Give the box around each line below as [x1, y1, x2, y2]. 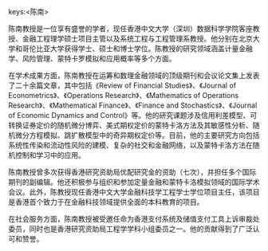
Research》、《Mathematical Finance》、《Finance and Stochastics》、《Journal [8, 100, 258, 110]
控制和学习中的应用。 [14, 151, 85, 159]
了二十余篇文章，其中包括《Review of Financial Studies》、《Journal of [8, 80, 237, 90]
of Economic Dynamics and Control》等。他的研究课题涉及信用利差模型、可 [8, 111, 258, 120]
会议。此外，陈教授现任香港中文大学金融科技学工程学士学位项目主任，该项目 [8, 187, 260, 197]
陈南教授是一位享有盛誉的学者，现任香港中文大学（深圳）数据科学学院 [8, 24, 239, 33]
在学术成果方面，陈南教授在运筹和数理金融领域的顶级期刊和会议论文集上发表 [8, 71, 260, 80]
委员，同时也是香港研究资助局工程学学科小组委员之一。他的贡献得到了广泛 [8, 224, 253, 233]
